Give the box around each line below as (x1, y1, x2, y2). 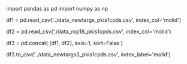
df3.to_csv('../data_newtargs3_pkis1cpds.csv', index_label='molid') (6, 51, 171, 58)
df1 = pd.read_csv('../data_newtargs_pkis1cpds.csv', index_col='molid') (6, 17, 182, 23)
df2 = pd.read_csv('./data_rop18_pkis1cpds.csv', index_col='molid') (6, 28, 172, 35)
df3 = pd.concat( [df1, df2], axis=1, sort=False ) (6, 40, 123, 46)
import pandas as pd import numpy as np (6, 5, 108, 12)
